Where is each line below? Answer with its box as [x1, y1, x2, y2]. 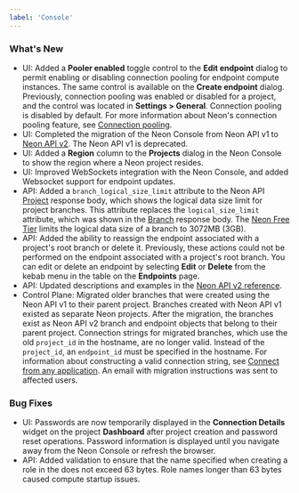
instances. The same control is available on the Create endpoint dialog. [21, 81, 285, 92]
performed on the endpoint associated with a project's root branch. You [21, 251, 286, 263]
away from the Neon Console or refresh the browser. [21, 446, 216, 457]
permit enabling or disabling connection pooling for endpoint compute [21, 72, 279, 83]
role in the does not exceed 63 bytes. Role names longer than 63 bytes [21, 465, 282, 475]
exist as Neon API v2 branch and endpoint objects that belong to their [21, 318, 279, 328]
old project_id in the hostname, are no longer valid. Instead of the [21, 336, 265, 347]
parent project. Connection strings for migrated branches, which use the [21, 327, 288, 338]
